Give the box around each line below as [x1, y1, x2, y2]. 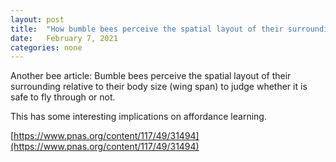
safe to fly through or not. [10, 91, 116, 103]
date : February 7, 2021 [10, 33, 118, 43]
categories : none [10, 42, 83, 53]
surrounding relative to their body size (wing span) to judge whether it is [10, 81, 308, 93]
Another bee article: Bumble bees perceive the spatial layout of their [10, 70, 292, 82]
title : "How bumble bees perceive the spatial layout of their [10, 24, 284, 34]
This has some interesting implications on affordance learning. [10, 111, 267, 123]
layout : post [10, 14, 65, 25]
